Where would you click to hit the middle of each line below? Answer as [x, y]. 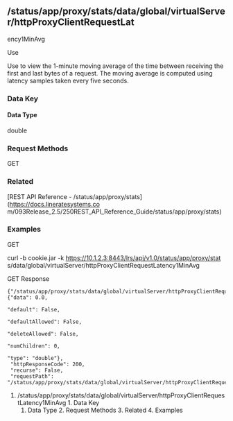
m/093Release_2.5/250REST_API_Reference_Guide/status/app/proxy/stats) [114, 212]
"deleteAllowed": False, [43, 334]
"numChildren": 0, [34, 346]
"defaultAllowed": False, [44, 322]
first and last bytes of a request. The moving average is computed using [110, 73]
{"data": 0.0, [28, 298]
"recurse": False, [37, 370]
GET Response [28, 278]
